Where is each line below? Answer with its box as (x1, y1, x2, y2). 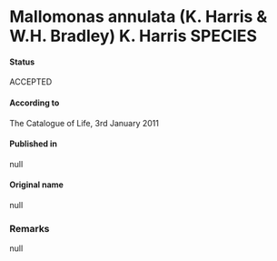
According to (9, 97, 60, 108)
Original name (9, 179, 64, 190)
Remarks (9, 222, 50, 235)
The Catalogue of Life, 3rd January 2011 (9, 117, 159, 128)
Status (9, 56, 35, 67)
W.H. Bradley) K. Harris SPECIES (9, 25, 257, 46)
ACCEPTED (9, 76, 53, 87)
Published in (9, 138, 57, 149)
